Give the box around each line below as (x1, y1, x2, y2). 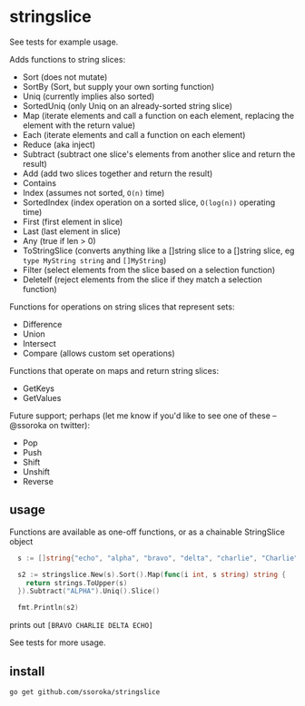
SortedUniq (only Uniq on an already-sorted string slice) (22, 100, 233, 111)
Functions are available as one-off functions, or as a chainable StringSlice (9, 526, 286, 537)
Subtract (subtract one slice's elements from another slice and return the (22, 148, 296, 160)
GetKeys (22, 383, 54, 394)
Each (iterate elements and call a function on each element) (22, 129, 246, 140)
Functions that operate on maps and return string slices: (9, 365, 220, 376)
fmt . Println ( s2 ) (17, 603, 79, 613)
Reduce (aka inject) (22, 139, 96, 150)
